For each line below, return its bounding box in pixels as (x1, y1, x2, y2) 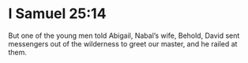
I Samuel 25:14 (8, 5, 107, 23)
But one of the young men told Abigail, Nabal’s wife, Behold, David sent (8, 31, 240, 40)
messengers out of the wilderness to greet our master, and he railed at (8, 39, 238, 48)
